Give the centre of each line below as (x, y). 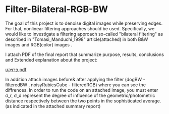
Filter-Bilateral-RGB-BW (57, 9)
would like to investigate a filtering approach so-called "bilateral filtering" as (84, 34)
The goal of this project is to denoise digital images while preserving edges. (84, 23)
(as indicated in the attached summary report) (53, 106)
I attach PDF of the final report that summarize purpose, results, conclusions (84, 54)
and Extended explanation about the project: (51, 60)
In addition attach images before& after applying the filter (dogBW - (75, 79)
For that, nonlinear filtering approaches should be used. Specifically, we (80, 28)
